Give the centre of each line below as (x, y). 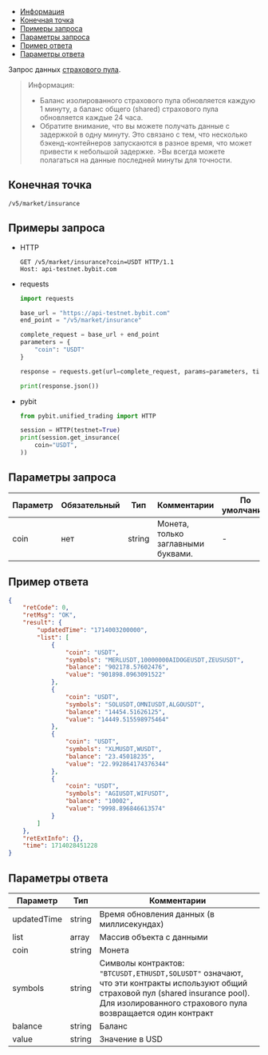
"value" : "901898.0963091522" (115, 675)
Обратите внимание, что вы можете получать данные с (134, 126)
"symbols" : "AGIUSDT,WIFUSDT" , (117, 794)
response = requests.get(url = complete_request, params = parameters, (134, 371)
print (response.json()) (59, 386)
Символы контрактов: (142, 963)
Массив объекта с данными (154, 937)
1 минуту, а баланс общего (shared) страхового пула (129, 109)
